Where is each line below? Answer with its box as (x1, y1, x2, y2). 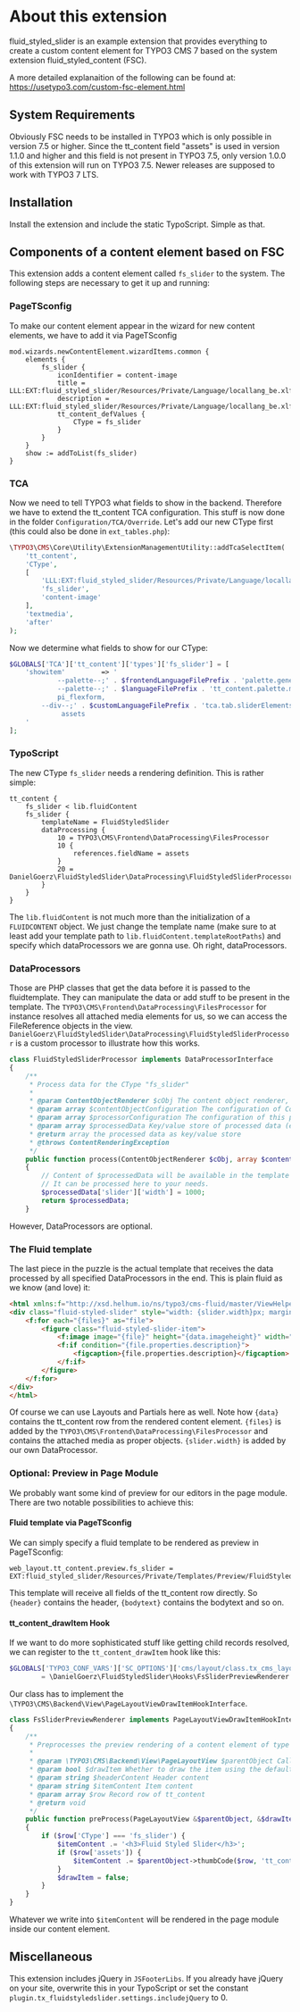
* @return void (29, 1798, 87, 1807)
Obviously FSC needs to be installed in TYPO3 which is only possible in (9, 131, 272, 142)
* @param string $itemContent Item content (29, 1782, 194, 1791)
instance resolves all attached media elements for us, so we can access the (9, 1011, 287, 1022)
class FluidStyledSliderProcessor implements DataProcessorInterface (9, 1056, 274, 1064)
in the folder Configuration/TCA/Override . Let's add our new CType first (9, 516, 274, 527)
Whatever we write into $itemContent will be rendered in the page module (9, 1914, 279, 1925)
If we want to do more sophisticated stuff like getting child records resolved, (9, 1637, 290, 1649)
